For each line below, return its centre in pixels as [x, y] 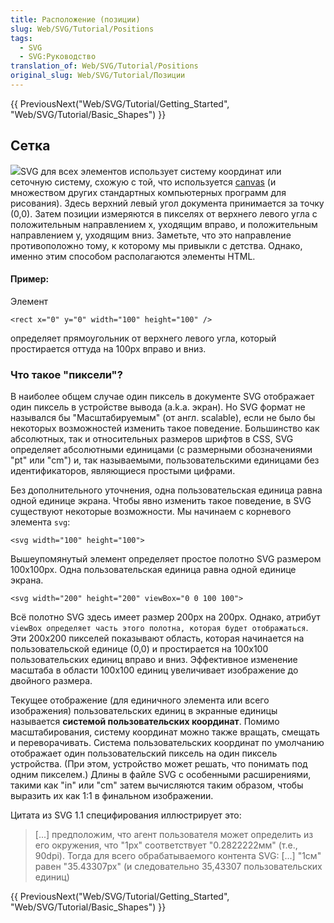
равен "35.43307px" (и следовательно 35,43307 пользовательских [178, 867]
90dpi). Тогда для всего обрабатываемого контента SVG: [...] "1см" [178, 856]
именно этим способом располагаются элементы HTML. [133, 256]
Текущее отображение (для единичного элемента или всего [140, 700]
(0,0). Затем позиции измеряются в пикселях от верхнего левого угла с [164, 213]
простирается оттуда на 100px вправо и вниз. [108, 348]
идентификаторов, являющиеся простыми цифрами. [123, 471]
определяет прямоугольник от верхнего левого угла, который [143, 338]
